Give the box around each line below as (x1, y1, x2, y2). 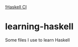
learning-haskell (5, 21, 74, 32)
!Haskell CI (5, 4, 27, 10)
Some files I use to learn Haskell (5, 37, 70, 43)
